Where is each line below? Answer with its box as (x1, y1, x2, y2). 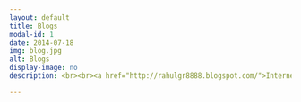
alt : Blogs (9, 55, 50, 64)
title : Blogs (9, 21, 58, 30)
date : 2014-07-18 (9, 38, 74, 47)
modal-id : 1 (9, 30, 54, 38)
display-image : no (9, 64, 78, 72)
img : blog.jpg (9, 47, 63, 55)
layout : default (9, 13, 70, 22)
